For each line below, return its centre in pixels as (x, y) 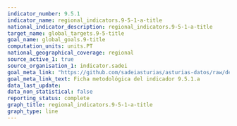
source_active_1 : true (41, 59)
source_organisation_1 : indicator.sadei (68, 66)
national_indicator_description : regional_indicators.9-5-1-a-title (110, 27)
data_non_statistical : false (50, 92)
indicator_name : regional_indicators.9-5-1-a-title (85, 20)
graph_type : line (33, 111)
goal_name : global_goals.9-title (56, 40)
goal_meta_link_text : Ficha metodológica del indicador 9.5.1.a (104, 79)
